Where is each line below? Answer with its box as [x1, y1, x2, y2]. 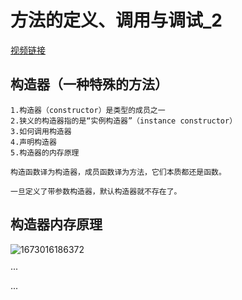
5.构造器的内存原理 [10, 147, 80, 158]
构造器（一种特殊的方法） [10, 76, 168, 93]
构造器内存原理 [10, 216, 103, 233]
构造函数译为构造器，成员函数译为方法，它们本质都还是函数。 [10, 167, 227, 177]
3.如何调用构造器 [10, 126, 72, 136]
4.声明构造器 [10, 137, 57, 147]
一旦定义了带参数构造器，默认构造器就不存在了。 [10, 186, 182, 196]
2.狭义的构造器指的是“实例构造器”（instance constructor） [10, 116, 238, 126]
